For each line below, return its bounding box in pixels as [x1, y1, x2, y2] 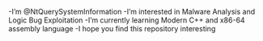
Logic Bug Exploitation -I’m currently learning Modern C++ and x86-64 [8, 15, 245, 25]
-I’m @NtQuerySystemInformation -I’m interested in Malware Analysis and [8, 7, 256, 16]
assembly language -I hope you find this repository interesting [8, 24, 216, 33]
